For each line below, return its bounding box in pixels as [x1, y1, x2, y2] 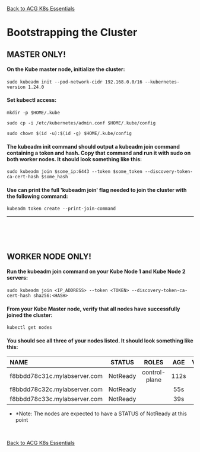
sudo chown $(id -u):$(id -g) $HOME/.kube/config [7, 130, 132, 136]
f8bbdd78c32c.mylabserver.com [9, 385, 103, 393]
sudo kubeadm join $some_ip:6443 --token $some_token [7, 169, 143, 175]
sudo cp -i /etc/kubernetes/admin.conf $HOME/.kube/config [7, 120, 156, 126]
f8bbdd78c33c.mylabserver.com [9, 395, 103, 403]
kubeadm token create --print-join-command [7, 206, 116, 212]
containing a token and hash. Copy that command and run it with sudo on [7, 149, 191, 156]
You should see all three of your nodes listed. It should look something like [7, 337, 193, 344]
